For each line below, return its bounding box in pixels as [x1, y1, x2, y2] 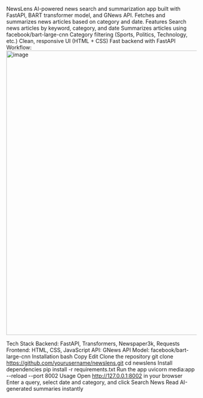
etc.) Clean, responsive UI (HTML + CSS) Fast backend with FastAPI [6, 38, 176, 44]
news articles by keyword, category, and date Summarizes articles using [6, 24, 187, 32]
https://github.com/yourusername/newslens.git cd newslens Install [6, 359, 173, 366]
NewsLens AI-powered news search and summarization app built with [6, 5, 181, 12]
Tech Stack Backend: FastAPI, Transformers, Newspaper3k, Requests [6, 340, 180, 347]
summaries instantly [33, 385, 83, 392]
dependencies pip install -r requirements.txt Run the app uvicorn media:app [6, 366, 195, 373]
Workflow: [6, 44, 32, 51]
